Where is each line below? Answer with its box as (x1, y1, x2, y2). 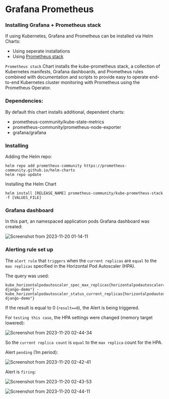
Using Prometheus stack (12, 54, 64, 60)
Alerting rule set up (5, 246, 54, 253)
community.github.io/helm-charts (5, 168, 75, 173)
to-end (5, 79, 20, 85)
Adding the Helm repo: (5, 154, 52, 160)
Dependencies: (5, 97, 44, 105)
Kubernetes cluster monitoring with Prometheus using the (20, 79, 140, 85)
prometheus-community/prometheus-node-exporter (12, 124, 122, 130)
